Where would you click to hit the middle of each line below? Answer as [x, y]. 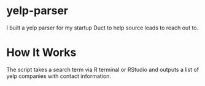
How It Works [41, 53]
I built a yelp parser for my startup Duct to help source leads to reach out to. [102, 28]
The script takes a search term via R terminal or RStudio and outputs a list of [103, 69]
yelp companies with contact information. [59, 76]
